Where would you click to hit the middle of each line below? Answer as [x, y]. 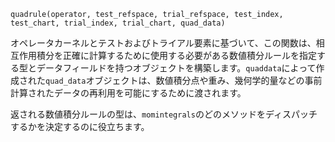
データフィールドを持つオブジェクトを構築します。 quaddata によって [176, 68]
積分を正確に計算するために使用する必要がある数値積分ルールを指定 [176, 55]
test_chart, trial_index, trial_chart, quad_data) [118, 23]
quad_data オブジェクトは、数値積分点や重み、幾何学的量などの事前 [184, 80]
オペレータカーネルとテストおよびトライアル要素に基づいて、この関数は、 [163, 43]
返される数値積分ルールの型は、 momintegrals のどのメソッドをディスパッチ [164, 114]
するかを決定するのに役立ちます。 [80, 126]
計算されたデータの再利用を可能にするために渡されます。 [128, 93]
